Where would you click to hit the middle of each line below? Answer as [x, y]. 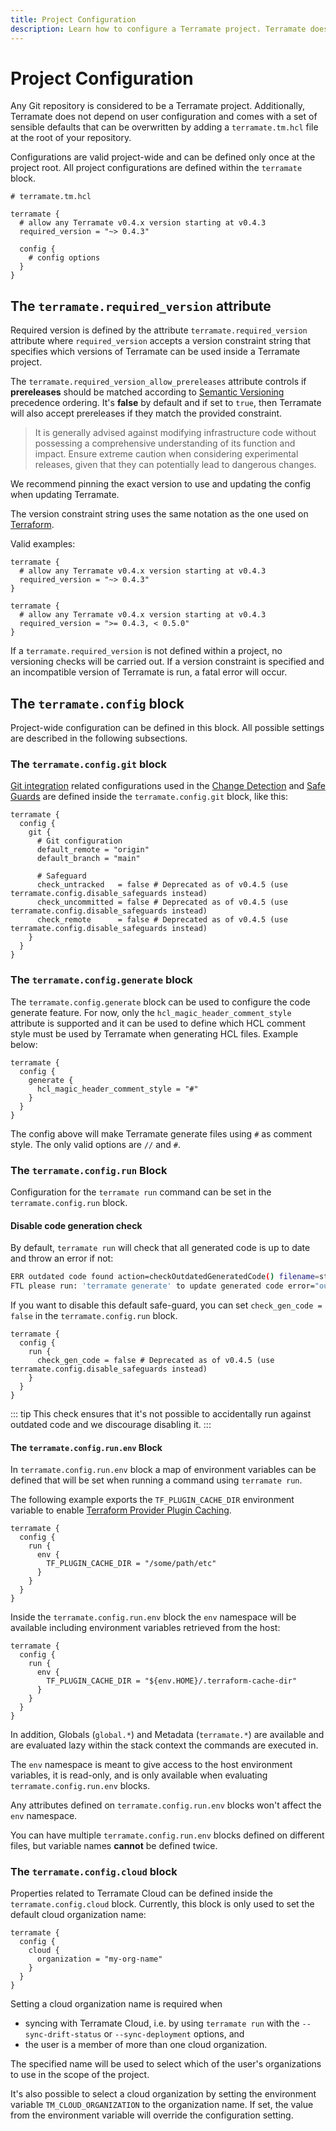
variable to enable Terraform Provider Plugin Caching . [121, 1510]
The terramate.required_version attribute [141, 306]
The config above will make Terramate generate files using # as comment [161, 1133]
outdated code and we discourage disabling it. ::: [111, 1424]
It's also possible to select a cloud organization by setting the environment [163, 2094]
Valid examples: [43, 544]
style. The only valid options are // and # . [96, 1144]
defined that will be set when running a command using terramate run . [156, 1480]
